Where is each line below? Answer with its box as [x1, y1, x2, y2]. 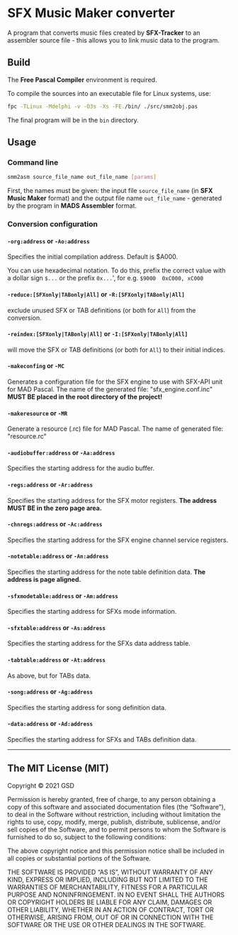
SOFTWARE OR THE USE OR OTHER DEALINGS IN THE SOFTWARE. [7, 920, 206, 929]
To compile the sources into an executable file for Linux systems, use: [7, 89, 211, 97]
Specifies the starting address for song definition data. [7, 703, 166, 712]
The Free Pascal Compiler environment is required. [7, 75, 157, 84]
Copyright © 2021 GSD [7, 781, 74, 790]
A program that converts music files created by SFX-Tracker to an [7, 28, 200, 37]
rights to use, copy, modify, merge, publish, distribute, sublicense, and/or [7, 817, 221, 826]
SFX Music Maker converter [7, 5, 176, 21]
